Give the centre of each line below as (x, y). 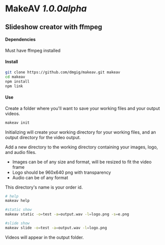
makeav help (17, 201)
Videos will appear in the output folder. (44, 237)
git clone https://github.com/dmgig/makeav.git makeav (63, 72)
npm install (17, 81)
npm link (14, 86)
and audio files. (21, 152)
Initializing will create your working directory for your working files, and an (81, 132)
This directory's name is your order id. (44, 187)
